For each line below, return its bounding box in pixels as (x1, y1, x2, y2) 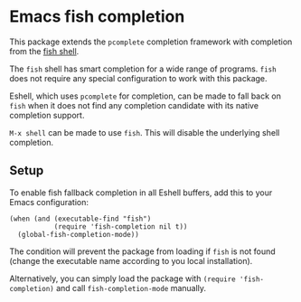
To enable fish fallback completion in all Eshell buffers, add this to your (9, 187, 273, 198)
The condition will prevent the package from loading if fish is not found (9, 246, 276, 257)
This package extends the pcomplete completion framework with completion (9, 36, 293, 47)
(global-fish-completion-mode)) (17, 230, 140, 239)
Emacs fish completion (9, 6, 185, 27)
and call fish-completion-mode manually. (55, 282, 206, 293)
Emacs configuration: (9, 196, 89, 207)
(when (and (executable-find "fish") (9, 214, 152, 223)
